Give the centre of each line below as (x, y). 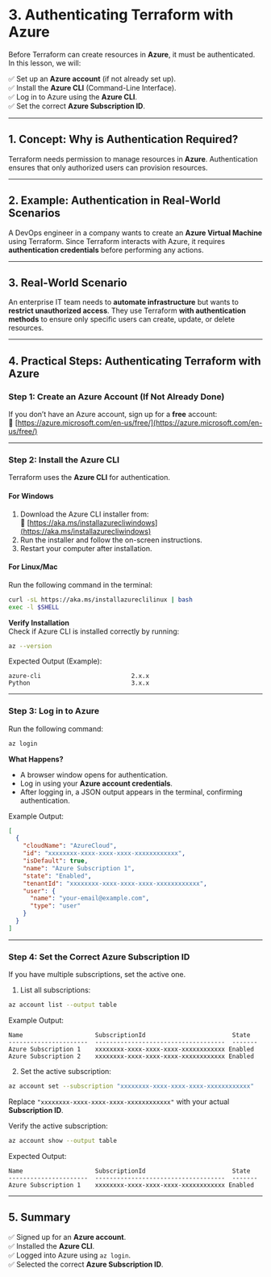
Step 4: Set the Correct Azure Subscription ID (99, 957)
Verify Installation (39, 622)
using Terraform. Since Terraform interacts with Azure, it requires (117, 241)
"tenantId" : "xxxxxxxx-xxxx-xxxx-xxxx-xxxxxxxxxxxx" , (115, 883)
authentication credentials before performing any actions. (106, 250)
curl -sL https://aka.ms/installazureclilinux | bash (101, 600)
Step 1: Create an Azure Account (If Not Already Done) (117, 396)
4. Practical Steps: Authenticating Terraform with (135, 361)
